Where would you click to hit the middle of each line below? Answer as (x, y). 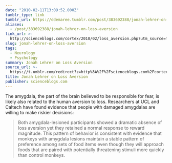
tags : (11, 48)
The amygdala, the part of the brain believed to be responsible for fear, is (82, 96)
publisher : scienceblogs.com (36, 81)
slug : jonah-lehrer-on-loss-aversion (46, 44)
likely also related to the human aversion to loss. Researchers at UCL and (82, 101)
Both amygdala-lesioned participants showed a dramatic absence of (90, 122)
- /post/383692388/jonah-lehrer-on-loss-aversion (64, 29)
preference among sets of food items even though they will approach (91, 144)
